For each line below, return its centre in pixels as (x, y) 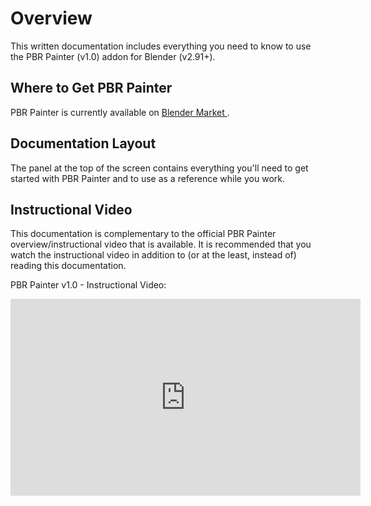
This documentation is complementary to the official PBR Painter (143, 234)
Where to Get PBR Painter (91, 88)
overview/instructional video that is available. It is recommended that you (161, 244)
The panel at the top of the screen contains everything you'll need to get (159, 168)
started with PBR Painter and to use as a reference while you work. (147, 178)
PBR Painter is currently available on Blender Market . (120, 112)
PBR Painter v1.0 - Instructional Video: (88, 285)
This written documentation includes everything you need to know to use (161, 46)
